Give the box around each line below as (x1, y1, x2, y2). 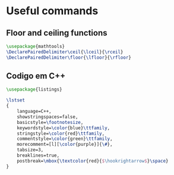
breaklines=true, (17, 152, 60, 158)
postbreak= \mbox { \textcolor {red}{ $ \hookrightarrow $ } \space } (17, 158, 169, 164)
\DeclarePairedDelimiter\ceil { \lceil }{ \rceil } (6, 49, 124, 55)
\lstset (6, 97, 26, 103)
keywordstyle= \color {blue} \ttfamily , (17, 125, 110, 131)
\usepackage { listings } (6, 87, 62, 93)
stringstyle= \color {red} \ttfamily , (17, 131, 105, 136)
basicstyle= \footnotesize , (17, 119, 84, 125)
